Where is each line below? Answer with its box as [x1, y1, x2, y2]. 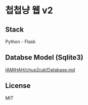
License [5, 82, 31, 90]
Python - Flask [5, 39, 36, 45]
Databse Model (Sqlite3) [5, 53, 83, 62]
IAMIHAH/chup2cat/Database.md [5, 66, 75, 73]
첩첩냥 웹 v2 [5, 5, 53, 16]
